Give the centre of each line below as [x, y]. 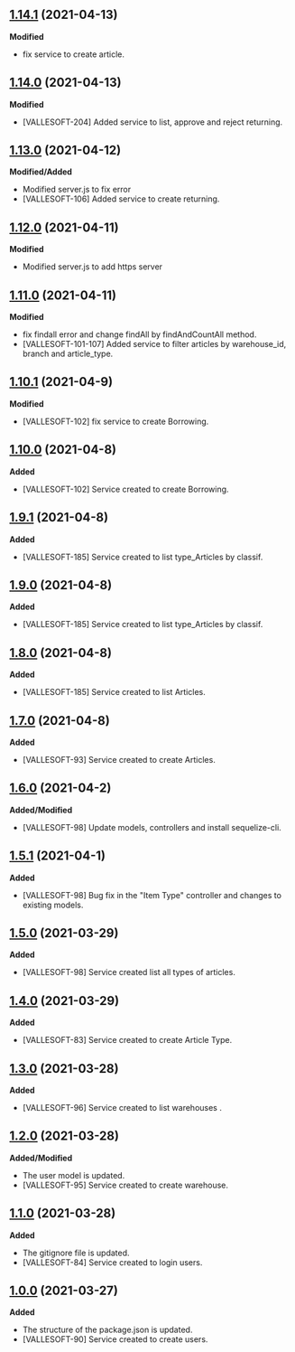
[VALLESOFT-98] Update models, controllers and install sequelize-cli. [152, 827]
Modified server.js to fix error [77, 190]
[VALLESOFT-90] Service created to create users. [115, 1339]
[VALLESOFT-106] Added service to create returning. [121, 199]
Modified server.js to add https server [92, 267]
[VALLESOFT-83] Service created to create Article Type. [127, 1040]
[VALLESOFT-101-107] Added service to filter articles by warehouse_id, [154, 344]
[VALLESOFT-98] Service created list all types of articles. [129, 972]
